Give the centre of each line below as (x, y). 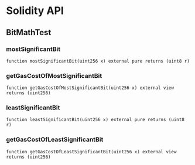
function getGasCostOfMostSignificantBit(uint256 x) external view (90, 88)
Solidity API (35, 11)
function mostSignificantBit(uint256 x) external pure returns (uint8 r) (98, 61)
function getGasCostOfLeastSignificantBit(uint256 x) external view (91, 152)
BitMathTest (29, 32)
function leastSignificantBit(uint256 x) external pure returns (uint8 (95, 120)
